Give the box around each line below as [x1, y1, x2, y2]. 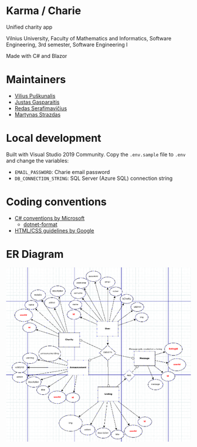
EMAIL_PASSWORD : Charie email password [14, 168, 110, 175]
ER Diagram [6, 247, 64, 261]
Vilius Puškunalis [14, 92, 56, 99]
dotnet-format [23, 221, 57, 228]
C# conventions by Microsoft [14, 214, 85, 221]
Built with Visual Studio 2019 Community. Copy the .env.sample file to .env [6, 151, 186, 158]
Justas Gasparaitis [14, 98, 60, 105]
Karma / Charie [6, 4, 81, 18]
